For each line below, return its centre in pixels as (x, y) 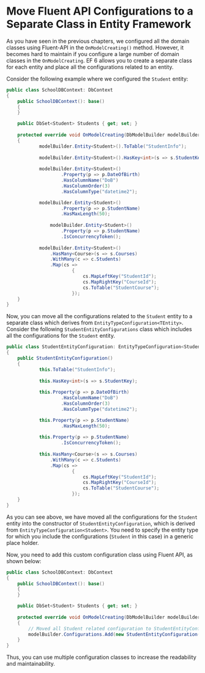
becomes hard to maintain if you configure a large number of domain (93, 54)
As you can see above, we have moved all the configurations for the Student (102, 517)
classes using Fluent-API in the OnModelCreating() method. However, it (95, 48)
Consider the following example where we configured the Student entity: (97, 79)
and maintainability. (31, 664)
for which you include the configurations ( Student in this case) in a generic (100, 536)
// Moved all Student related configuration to (90, 628)
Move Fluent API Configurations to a (100, 11)
